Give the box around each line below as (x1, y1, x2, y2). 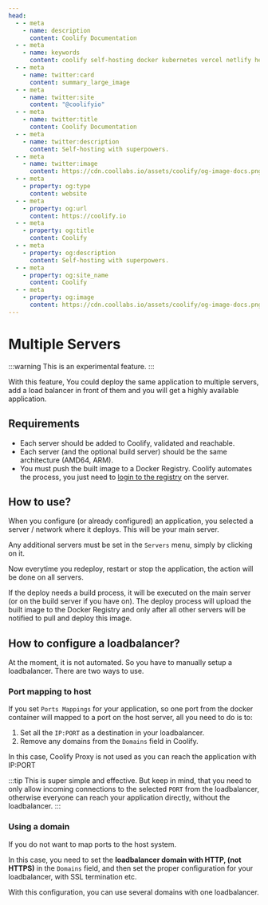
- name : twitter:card (22, 71, 94, 79)
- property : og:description (22, 249, 116, 257)
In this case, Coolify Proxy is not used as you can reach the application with (8, 752, 257, 761)
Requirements (8, 417, 80, 431)
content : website (29, 189, 88, 198)
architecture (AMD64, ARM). (19, 455, 114, 465)
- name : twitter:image (22, 160, 98, 168)
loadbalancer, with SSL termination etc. (8, 872, 137, 881)
